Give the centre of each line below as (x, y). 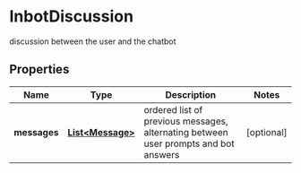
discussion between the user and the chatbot (93, 41)
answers (162, 154)
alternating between (186, 132)
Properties (39, 69)
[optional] (267, 132)
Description (191, 94)
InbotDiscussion (72, 17)
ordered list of (173, 109)
